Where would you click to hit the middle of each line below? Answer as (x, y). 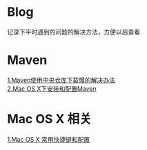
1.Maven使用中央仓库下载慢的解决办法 (61, 80)
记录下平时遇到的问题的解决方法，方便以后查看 (73, 32)
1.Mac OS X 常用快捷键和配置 (49, 139)
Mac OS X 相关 (49, 119)
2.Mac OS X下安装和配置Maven (52, 88)
